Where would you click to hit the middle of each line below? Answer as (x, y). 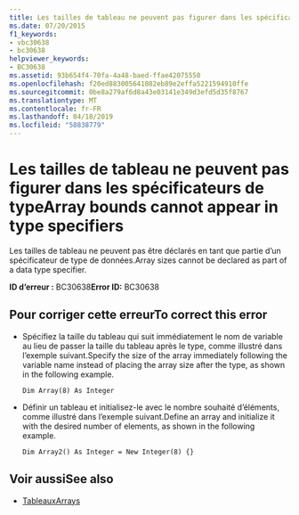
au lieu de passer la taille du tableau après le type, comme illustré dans (152, 346)
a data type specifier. (48, 269)
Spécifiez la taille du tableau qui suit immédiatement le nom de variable (152, 336)
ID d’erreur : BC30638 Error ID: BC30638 (85, 287)
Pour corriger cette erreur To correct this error (138, 315)
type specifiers (67, 226)
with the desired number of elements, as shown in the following (138, 426)
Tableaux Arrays (51, 501)
